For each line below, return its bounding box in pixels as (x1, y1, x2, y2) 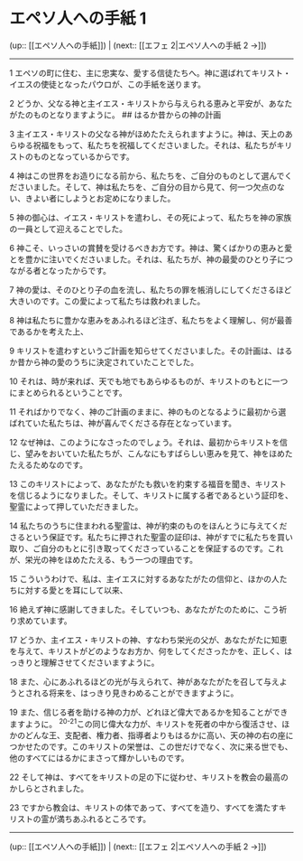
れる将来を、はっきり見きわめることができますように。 (32, 688, 239, 698)
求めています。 (16, 615, 72, 626)
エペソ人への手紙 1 (9, 8, 147, 29)
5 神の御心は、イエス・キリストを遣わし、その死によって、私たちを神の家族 (9, 211, 292, 222)
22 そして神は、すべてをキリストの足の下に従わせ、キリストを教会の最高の (9, 772, 289, 782)
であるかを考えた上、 (9, 326, 88, 337)
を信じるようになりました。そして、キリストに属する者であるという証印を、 (9, 490, 293, 501)
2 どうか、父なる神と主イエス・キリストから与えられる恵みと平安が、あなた (9, 98, 293, 108)
